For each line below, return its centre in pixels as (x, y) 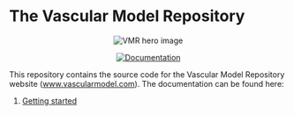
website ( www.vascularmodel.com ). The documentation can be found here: (147, 83)
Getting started (49, 101)
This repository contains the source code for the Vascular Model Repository (147, 74)
